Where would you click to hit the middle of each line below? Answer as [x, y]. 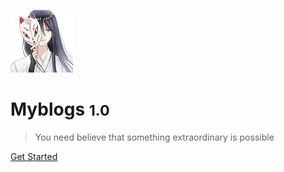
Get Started [34, 156]
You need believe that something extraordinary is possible [154, 137]
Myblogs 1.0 [60, 109]
